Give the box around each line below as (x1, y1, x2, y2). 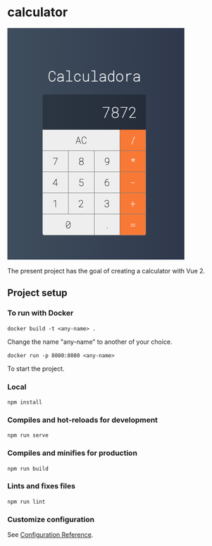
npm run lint (7, 498, 46, 505)
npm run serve (7, 432, 49, 439)
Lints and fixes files (7, 481, 76, 491)
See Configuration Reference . (7, 531, 94, 539)
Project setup (7, 287, 68, 299)
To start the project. (7, 364, 65, 373)
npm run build (7, 465, 49, 472)
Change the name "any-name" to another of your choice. (7, 337, 173, 346)
